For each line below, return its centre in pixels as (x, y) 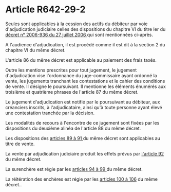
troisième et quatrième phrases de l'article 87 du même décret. (72, 92)
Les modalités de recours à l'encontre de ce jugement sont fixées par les (82, 123)
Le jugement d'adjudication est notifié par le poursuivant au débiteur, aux (83, 102)
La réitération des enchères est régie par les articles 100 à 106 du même (82, 179)
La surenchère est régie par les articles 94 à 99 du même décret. (74, 169)
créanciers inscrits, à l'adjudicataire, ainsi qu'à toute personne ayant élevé (84, 107)
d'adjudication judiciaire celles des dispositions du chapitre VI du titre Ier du (85, 29)
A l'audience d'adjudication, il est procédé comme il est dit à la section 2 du (85, 44)
